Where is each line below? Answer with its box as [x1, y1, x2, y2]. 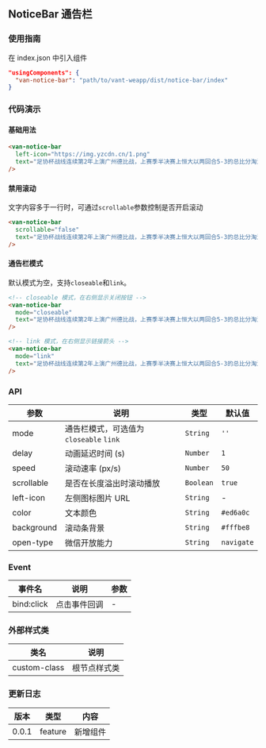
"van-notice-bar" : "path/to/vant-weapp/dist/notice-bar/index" [15, 76, 228, 84]
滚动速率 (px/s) [64, 463, 121, 474]
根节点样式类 [72, 662, 120, 673]
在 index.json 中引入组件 [8, 52, 88, 62]
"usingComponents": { [8, 68, 80, 77]
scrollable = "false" [15, 226, 80, 234]
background [12, 522, 58, 533]
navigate [221, 538, 254, 546]
